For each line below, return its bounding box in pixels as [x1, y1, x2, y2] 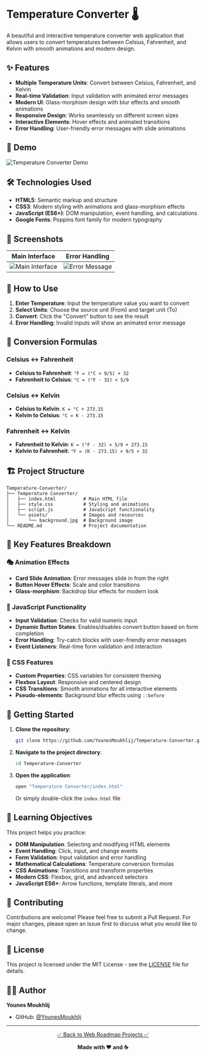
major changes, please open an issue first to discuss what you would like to [6, 920, 197, 928]
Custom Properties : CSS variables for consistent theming [15, 672, 161, 679]
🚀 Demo [6, 142, 37, 153]
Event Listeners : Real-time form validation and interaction [15, 643, 162, 650]
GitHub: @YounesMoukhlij [15, 1013, 82, 1021]
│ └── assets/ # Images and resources [6, 512, 144, 518]
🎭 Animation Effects [6, 558, 70, 567]
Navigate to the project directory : [15, 749, 102, 756]
